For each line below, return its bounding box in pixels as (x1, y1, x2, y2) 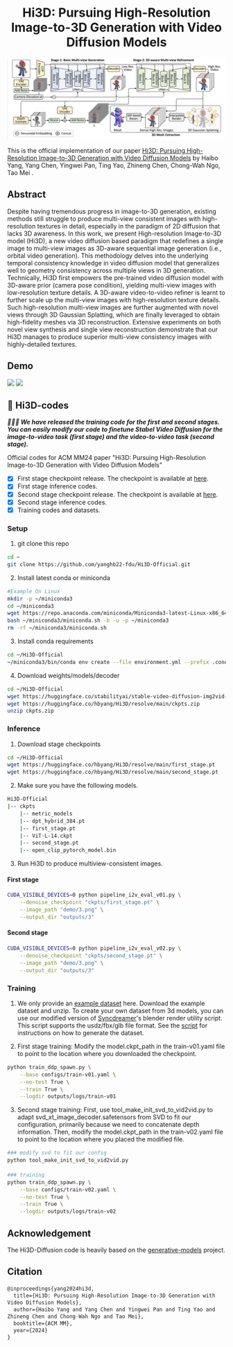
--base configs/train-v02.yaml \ (19, 1186, 116, 1193)
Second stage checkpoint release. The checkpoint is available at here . (17, 490, 218, 498)
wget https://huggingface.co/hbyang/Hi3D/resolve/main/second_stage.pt (7, 769, 218, 776)
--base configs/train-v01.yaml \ (19, 1071, 116, 1078)
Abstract (7, 189, 46, 201)
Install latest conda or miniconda (17, 573, 111, 581)
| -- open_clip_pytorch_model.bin (19, 847, 116, 854)
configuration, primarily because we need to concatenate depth (17, 1121, 200, 1129)
